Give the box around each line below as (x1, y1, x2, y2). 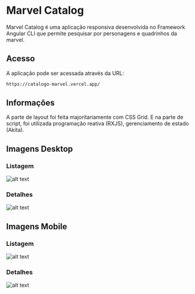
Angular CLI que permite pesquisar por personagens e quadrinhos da (6, 29, 178, 37)
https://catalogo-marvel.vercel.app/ (6, 81, 100, 87)
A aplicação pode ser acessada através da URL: (6, 70, 124, 77)
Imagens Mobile (6, 221, 68, 232)
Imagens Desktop (6, 143, 74, 154)
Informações (6, 98, 55, 108)
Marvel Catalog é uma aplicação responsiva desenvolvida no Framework (6, 23, 185, 31)
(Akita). (6, 127, 25, 134)
